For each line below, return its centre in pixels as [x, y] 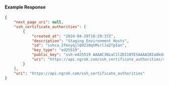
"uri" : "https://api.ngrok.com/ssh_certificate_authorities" [79, 73]
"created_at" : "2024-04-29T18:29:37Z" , [73, 36]
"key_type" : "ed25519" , [57, 50]
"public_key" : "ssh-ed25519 [61, 55]
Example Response [25, 7]
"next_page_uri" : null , [39, 22]
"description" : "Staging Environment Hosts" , [80, 41]
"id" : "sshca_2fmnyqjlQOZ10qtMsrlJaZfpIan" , [79, 45]
